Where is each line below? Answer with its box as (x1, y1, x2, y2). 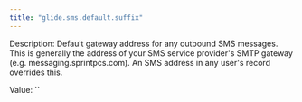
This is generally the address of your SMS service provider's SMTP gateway (9, 47, 294, 59)
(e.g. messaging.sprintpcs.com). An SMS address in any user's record (9, 57, 271, 68)
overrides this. (9, 67, 63, 78)
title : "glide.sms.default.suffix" (9, 13, 144, 23)
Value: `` (9, 84, 41, 95)
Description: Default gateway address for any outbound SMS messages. (9, 38, 278, 49)
